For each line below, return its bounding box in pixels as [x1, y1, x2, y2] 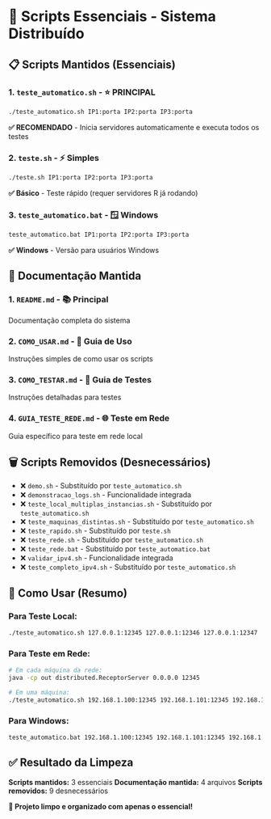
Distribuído [8, 24, 85, 43]
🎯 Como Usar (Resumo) [8, 586, 127, 600]
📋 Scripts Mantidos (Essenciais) [8, 57, 176, 71]
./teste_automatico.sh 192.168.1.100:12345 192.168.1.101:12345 [8, 695, 229, 704]
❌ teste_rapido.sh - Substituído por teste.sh [19, 526, 171, 536]
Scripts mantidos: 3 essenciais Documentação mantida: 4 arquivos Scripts [8, 777, 263, 787]
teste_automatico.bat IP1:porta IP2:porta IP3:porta [8, 230, 190, 239]
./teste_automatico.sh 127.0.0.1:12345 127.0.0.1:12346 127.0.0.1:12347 [8, 629, 258, 637]
